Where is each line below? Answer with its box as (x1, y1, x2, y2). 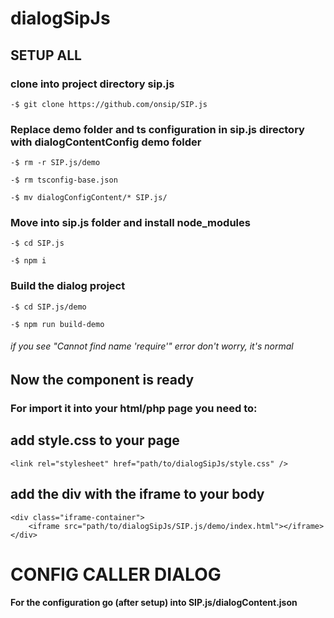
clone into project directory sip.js (10, 77, 175, 91)
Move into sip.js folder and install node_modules (10, 216, 251, 230)
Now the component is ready (10, 371, 195, 388)
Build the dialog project (10, 279, 126, 293)
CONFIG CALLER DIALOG (10, 563, 222, 586)
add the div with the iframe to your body (10, 486, 265, 503)
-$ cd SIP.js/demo (10, 302, 87, 312)
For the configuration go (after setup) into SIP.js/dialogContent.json (10, 597, 298, 609)
